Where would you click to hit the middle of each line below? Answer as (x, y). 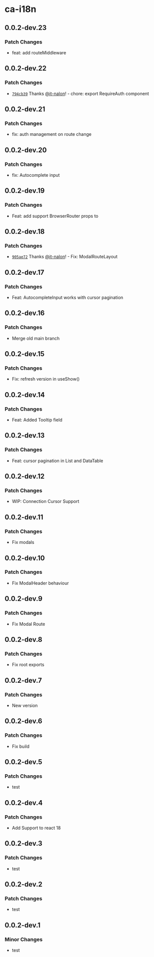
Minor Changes (24, 939)
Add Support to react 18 (36, 828)
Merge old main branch (36, 338)
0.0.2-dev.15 (25, 354)
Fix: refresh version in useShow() (46, 379)
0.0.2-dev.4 (24, 803)
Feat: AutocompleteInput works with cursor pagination (68, 297)
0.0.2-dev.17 (25, 272)
